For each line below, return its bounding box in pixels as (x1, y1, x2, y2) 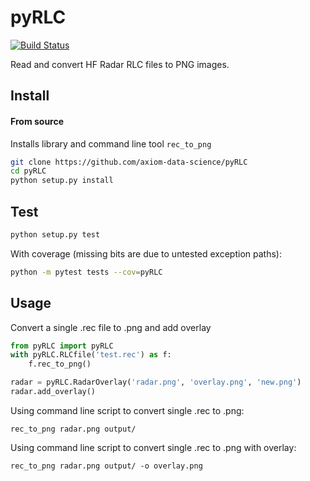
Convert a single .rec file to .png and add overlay (10, 321, 212, 333)
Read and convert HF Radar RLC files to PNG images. (10, 58, 230, 70)
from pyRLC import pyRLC (10, 341, 114, 351)
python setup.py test (10, 229, 101, 240)
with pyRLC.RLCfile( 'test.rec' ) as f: (10, 350, 172, 360)
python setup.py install (10, 176, 114, 186)
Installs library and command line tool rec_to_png (10, 137, 212, 150)
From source (10, 115, 65, 127)
